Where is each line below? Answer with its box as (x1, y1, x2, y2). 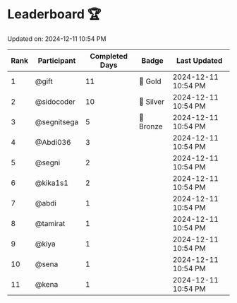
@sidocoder (35, 97, 76, 107)
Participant (37, 55, 76, 65)
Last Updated (176, 55, 223, 65)
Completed (90, 51, 128, 61)
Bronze (138, 121, 164, 131)
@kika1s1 (35, 178, 69, 188)
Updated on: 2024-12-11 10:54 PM (7, 34, 107, 43)
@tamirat (35, 218, 66, 228)
